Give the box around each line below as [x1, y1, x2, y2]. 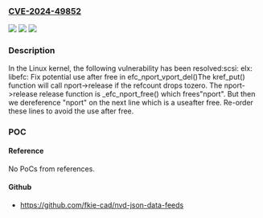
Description [8, 45, 55, 56]
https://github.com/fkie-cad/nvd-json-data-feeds [19, 199, 184, 210]
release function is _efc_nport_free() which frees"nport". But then [39, 88, 256, 98]
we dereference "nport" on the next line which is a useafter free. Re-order [8, 97, 253, 107]
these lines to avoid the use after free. [8, 106, 134, 116]
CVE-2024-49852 [8, 6, 82, 17]
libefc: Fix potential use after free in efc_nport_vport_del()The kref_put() [8, 72, 245, 81]
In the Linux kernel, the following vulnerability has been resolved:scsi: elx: [8, 63, 253, 73]
